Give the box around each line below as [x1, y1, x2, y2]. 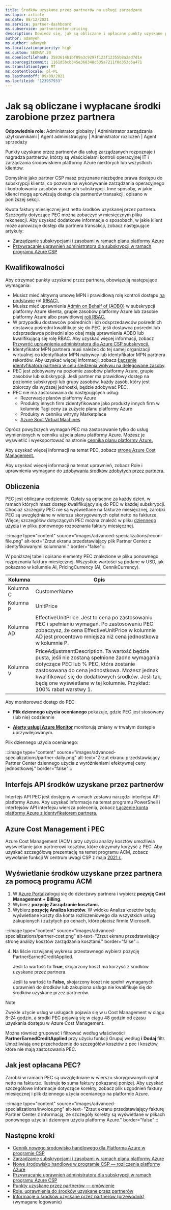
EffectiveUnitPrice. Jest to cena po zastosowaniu [35, 614, 153, 621]
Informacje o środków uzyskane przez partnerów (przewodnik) [12, 1194, 145, 1200]
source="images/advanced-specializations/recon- [56, 533, 163, 539]
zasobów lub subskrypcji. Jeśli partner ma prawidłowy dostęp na [12, 373, 149, 379]
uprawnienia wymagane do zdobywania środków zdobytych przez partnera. [5, 468, 165, 474]
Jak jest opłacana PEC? [5, 1061, 81, 1070]
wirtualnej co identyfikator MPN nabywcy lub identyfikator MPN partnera [12, 352, 165, 358]
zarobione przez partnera [5, 111, 116, 123]
